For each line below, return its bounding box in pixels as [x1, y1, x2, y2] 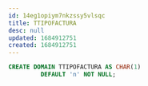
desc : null [8, 26, 45, 34]
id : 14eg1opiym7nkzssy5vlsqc [8, 11, 106, 20]
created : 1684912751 [8, 41, 78, 49]
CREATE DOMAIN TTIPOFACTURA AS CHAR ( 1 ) [8, 63, 142, 72]
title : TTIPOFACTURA [8, 19, 78, 27]
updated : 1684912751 [8, 33, 78, 42]
